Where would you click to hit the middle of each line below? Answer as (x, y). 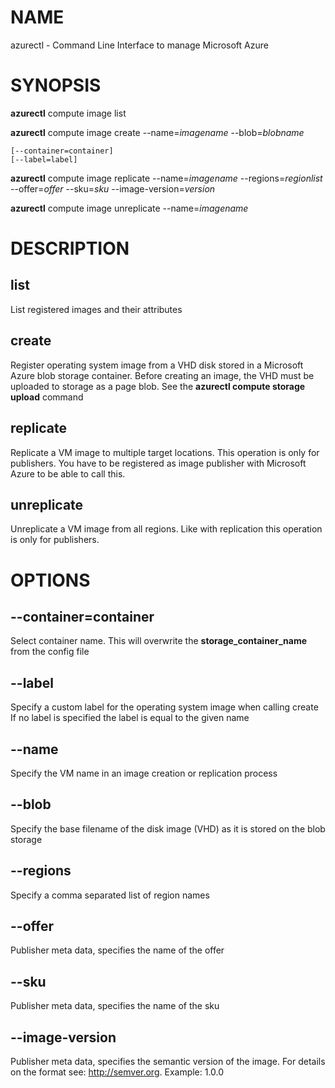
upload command (47, 397)
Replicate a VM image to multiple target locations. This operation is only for (165, 452)
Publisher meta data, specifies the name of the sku (115, 1006)
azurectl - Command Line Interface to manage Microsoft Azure (139, 45)
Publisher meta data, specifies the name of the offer (117, 950)
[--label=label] (44, 159)
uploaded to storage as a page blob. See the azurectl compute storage (158, 386)
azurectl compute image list (68, 113)
